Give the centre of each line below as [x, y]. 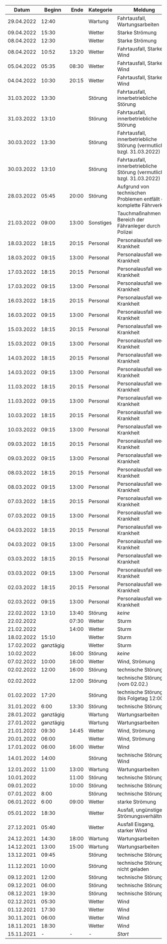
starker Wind [132, 831]
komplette [129, 205]
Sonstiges [100, 223]
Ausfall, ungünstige [140, 810]
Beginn [53, 10]
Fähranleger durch [139, 226]
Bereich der [131, 220]
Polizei [125, 232]
